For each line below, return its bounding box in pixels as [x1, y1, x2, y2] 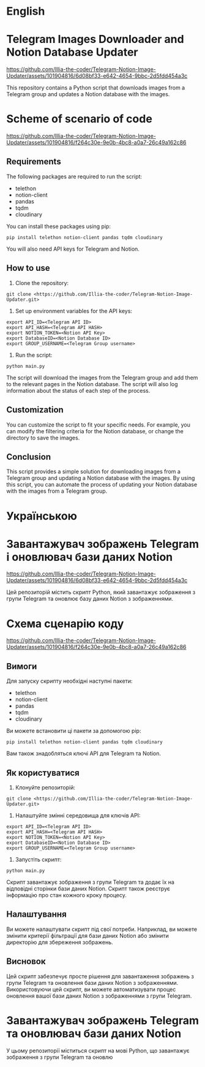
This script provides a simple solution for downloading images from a [6, 468, 181, 476]
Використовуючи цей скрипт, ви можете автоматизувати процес [6, 985, 176, 993]
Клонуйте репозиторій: [15, 784, 75, 791]
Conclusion [6, 452, 51, 462]
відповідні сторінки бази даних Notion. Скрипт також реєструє [6, 885, 170, 892]
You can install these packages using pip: [6, 222, 111, 230]
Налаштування [6, 909, 67, 920]
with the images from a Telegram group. [6, 487, 108, 495]
